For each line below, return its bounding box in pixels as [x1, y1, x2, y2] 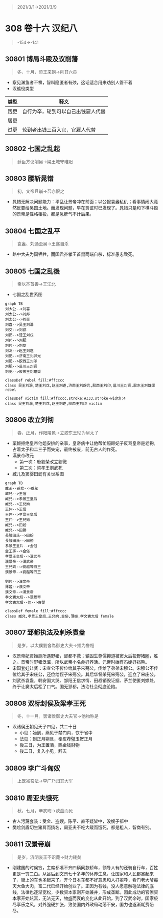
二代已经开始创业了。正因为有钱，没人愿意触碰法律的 [42, 883, 150, 889]
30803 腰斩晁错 [5, 174, 54, 182]
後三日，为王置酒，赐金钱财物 [19, 742, 80, 748]
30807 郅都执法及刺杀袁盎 [5, 628, 86, 637]
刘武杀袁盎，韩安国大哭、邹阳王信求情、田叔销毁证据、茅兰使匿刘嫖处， [12, 677, 158, 683]
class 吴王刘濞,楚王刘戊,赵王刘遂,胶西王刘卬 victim [5, 401, 102, 406]
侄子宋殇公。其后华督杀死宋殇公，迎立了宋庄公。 [59, 671, 158, 677]
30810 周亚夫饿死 [5, 794, 59, 802]
